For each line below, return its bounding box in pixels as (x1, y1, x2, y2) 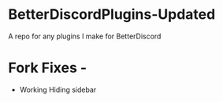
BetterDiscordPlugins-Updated (8, 5, 216, 24)
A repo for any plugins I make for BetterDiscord (8, 31, 162, 41)
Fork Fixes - (8, 59, 87, 77)
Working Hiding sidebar (19, 85, 97, 94)
